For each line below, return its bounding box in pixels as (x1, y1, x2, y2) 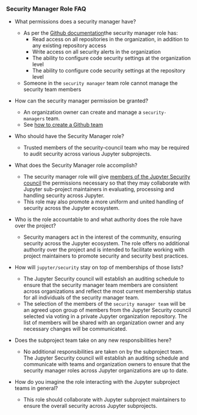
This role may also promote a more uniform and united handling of (23, 198, 184, 205)
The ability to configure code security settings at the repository (32, 67, 186, 74)
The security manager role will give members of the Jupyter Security (23, 173, 191, 180)
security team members (23, 86, 81, 93)
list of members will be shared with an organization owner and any (23, 319, 185, 326)
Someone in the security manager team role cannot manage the (23, 80, 178, 87)
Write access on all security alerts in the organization (32, 48, 161, 55)
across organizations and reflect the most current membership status (23, 288, 192, 295)
